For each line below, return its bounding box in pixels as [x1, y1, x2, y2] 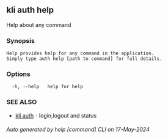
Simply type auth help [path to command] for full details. [6, 56, 163, 62]
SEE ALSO [6, 98, 37, 107]
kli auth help [6, 5, 54, 15]
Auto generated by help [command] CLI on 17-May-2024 [6, 126, 150, 133]
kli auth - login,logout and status [15, 111, 97, 119]
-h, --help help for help [12, 84, 84, 90]
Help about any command [6, 21, 71, 28]
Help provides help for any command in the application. [6, 50, 155, 57]
